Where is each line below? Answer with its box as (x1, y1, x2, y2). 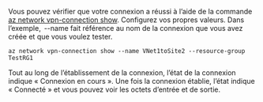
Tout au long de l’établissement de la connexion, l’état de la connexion (8, 68, 236, 77)
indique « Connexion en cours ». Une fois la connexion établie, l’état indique (8, 77, 255, 85)
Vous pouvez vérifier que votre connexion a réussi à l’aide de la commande (8, 7, 253, 16)
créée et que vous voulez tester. (8, 32, 113, 41)
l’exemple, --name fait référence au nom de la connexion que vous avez (8, 24, 243, 32)
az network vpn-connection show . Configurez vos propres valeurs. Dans (8, 15, 245, 25)
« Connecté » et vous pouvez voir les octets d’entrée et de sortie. (8, 85, 221, 94)
